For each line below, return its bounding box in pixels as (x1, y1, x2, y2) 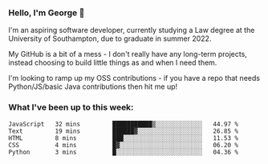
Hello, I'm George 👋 (8, 7, 85, 18)
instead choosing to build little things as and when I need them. (8, 58, 217, 67)
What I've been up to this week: (8, 102, 134, 113)
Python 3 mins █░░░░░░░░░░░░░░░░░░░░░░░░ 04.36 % (8, 148, 239, 156)
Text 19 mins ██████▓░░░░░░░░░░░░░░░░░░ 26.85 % (8, 127, 239, 135)
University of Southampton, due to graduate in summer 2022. (8, 34, 212, 43)
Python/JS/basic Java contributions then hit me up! (8, 82, 178, 91)
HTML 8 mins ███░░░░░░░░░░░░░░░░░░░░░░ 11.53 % (8, 134, 239, 142)
